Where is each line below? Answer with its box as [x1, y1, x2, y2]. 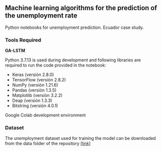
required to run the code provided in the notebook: [5, 62, 106, 68]
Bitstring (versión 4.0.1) [12, 103, 58, 109]
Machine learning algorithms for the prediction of [5, 4, 158, 12]
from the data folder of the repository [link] [5, 141, 91, 147]
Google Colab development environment [5, 112, 86, 118]
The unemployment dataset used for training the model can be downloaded [5, 135, 156, 141]
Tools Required [5, 37, 41, 43]
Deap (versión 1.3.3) [12, 97, 52, 104]
